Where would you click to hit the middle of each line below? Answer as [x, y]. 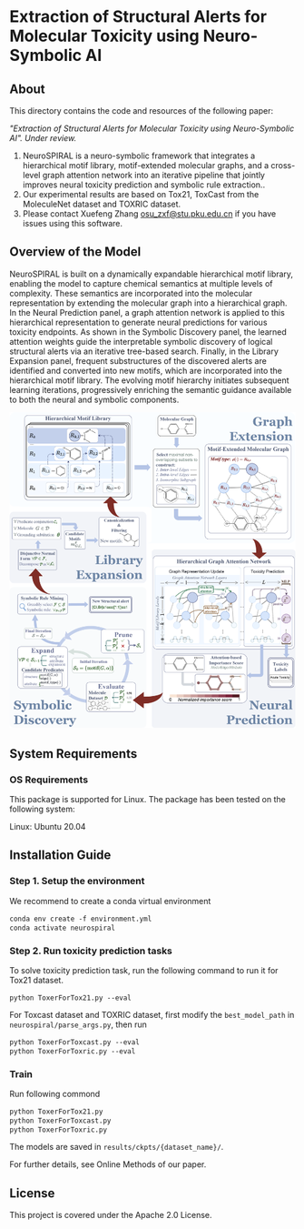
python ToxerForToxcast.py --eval [75, 1043]
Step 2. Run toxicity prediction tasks [91, 951]
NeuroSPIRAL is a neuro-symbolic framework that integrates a [139, 156]
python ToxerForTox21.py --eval [70, 998]
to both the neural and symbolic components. [94, 399]
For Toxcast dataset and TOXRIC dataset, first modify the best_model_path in [152, 1015]
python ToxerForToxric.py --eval [73, 1052]
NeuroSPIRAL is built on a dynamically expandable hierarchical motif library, [151, 274]
